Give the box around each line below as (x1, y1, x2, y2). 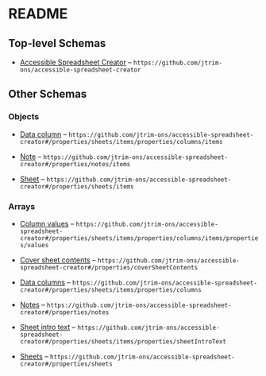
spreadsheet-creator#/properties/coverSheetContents (19, 263, 199, 271)
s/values (19, 241, 49, 249)
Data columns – (19, 277, 71, 287)
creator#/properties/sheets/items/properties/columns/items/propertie (19, 234, 259, 242)
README (8, 5, 68, 23)
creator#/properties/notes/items (19, 160, 131, 168)
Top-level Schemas (8, 37, 106, 50)
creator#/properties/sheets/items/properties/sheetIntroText (19, 337, 227, 346)
